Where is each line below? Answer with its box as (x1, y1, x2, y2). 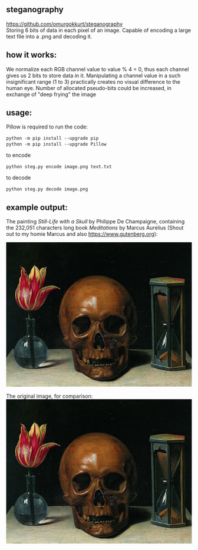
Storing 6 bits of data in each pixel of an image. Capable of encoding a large (6, 27, 192, 34)
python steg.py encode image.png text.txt (6, 164, 112, 170)
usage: (6, 108, 32, 118)
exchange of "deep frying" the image (6, 91, 96, 98)
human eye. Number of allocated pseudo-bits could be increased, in (6, 84, 172, 91)
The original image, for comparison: (6, 393, 93, 400)
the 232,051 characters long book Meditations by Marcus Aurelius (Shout (6, 224, 184, 232)
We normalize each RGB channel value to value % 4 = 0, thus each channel (6, 65, 189, 73)
